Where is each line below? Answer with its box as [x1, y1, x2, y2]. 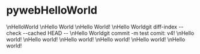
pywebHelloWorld [6, 4, 98, 17]
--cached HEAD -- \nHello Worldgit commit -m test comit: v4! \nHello [23, 29, 195, 36]
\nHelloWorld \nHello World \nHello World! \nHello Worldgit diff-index [6, 23, 177, 30]
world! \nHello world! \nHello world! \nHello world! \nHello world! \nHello [6, 36, 186, 43]
